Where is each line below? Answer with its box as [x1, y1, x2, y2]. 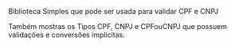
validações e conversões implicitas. [8, 31, 125, 39]
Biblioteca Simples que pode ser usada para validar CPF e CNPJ [8, 7, 219, 16]
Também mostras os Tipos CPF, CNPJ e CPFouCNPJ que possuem [8, 22, 228, 31]
